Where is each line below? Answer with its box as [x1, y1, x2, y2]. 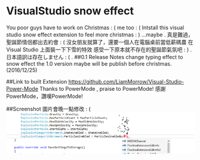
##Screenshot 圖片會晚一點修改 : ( [6, 105, 91, 112]
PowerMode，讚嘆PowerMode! [6, 93, 84, 100]
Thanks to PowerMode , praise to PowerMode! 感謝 [39, 85, 166, 92]
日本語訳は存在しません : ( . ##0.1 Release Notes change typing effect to [6, 53, 183, 60]
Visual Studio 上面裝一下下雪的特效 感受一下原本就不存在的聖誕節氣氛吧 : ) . [6, 46, 192, 53]
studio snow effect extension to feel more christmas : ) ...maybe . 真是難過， [6, 31, 194, 38]
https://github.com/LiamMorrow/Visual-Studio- [68, 78, 184, 85]
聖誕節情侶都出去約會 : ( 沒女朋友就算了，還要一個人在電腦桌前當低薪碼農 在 [6, 38, 193, 45]
